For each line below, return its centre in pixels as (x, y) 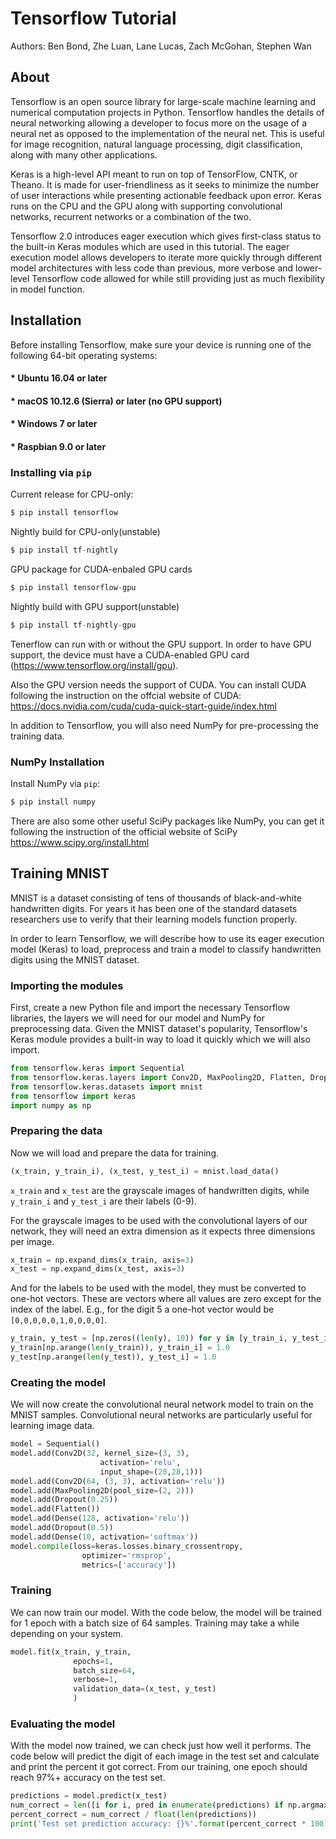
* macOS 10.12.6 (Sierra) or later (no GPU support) (116, 401)
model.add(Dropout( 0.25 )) (64, 1500)
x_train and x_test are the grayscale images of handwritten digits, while (160, 1190)
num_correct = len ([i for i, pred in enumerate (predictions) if (147, 1805)
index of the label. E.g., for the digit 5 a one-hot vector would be (142, 1309)
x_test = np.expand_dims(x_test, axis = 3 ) (98, 1269)
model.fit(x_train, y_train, (71, 1652)
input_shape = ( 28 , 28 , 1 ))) (151, 1472)
